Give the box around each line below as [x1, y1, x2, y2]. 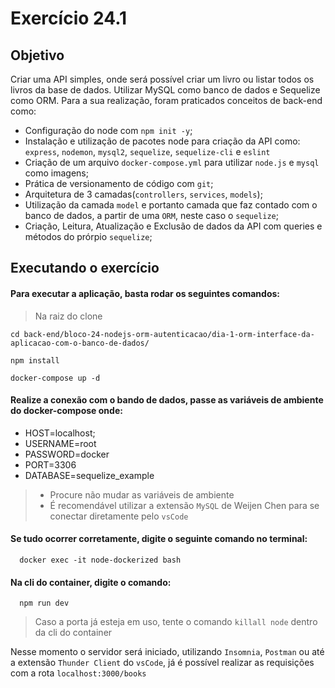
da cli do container [34, 627, 113, 639]
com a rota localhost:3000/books [10, 667, 147, 679]
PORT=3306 [24, 458, 77, 471]
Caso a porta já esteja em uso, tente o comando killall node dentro [34, 616, 318, 628]
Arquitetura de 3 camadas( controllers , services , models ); [24, 188, 263, 200]
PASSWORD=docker [24, 448, 110, 460]
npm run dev [19, 598, 70, 609]
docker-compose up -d [10, 373, 101, 383]
